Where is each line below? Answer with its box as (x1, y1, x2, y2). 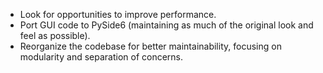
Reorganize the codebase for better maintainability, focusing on (19, 40, 282, 52)
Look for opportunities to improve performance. (19, 9, 217, 20)
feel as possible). (19, 30, 91, 41)
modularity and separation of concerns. (19, 51, 184, 63)
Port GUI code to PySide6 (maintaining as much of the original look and (19, 19, 314, 31)
